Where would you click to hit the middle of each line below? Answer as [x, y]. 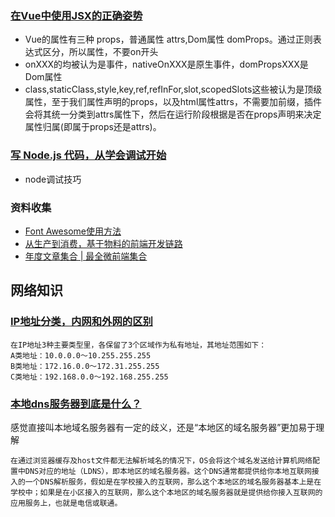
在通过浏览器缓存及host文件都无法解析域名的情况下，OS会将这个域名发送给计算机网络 [161, 460]
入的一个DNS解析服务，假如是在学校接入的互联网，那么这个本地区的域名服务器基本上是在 [166, 482]
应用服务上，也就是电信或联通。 [66, 503]
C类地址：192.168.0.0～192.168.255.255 [89, 377]
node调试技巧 [53, 179]
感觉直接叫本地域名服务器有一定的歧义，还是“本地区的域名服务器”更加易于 [163, 427]
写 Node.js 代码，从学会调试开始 [88, 155]
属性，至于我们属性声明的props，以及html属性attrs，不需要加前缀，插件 [173, 102]
